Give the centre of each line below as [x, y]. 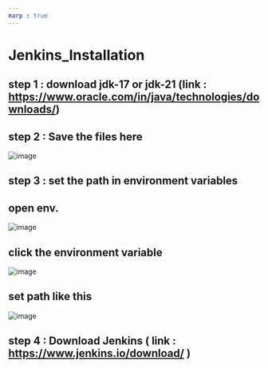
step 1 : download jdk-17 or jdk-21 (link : [108, 85]
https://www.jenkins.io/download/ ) [100, 353]
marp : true [28, 16]
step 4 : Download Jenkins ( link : [93, 341]
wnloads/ [32, 110]
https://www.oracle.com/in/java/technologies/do [134, 97]
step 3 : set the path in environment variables [123, 181]
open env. [33, 208]
